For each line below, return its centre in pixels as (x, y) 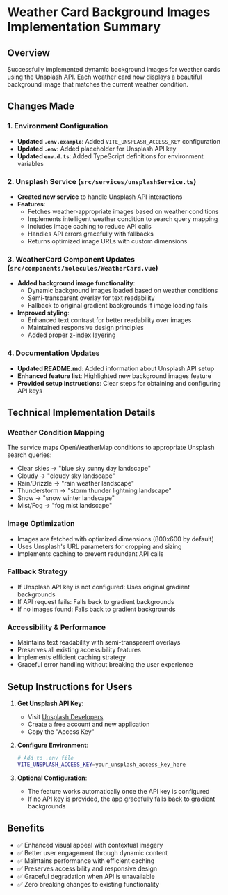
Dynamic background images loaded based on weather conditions (123, 291)
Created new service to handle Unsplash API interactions (100, 197)
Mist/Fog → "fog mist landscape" (65, 506)
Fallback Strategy (38, 571)
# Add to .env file (46, 758)
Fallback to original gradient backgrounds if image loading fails (118, 306)
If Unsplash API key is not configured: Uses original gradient (103, 587)
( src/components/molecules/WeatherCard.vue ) (83, 268)
